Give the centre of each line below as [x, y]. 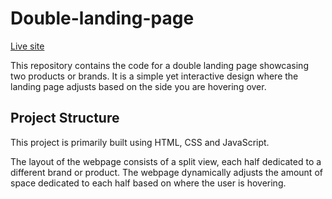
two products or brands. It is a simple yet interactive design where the [154, 76]
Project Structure [65, 118]
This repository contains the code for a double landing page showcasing [159, 65]
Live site [27, 46]
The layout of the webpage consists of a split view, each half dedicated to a [166, 161]
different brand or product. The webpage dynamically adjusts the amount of [166, 172]
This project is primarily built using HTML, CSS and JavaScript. [140, 142]
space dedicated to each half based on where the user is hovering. [148, 183]
